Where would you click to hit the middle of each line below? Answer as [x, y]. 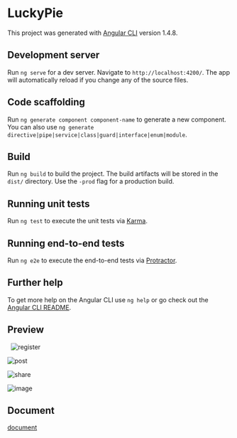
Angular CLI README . [39, 307]
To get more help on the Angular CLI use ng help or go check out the [108, 299]
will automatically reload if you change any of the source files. [98, 80]
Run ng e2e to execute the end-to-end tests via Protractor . [92, 260]
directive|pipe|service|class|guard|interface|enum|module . [97, 134]
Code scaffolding [46, 102]
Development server [54, 55]
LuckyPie [35, 13]
